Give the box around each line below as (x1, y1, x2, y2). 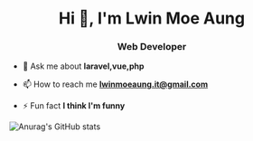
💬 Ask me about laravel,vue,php (22, 61, 145, 71)
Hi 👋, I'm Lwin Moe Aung (58, 8, 246, 29)
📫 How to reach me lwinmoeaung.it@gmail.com (22, 79, 209, 89)
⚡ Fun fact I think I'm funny (22, 100, 126, 111)
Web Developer (117, 41, 187, 53)
